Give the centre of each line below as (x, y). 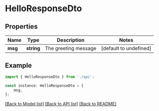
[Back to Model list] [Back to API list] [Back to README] (61, 104)
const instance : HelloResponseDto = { (44, 86)
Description (71, 40)
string (33, 48)
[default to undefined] (126, 48)
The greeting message (71, 48)
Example (18, 65)
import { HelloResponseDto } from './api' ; (50, 77)
